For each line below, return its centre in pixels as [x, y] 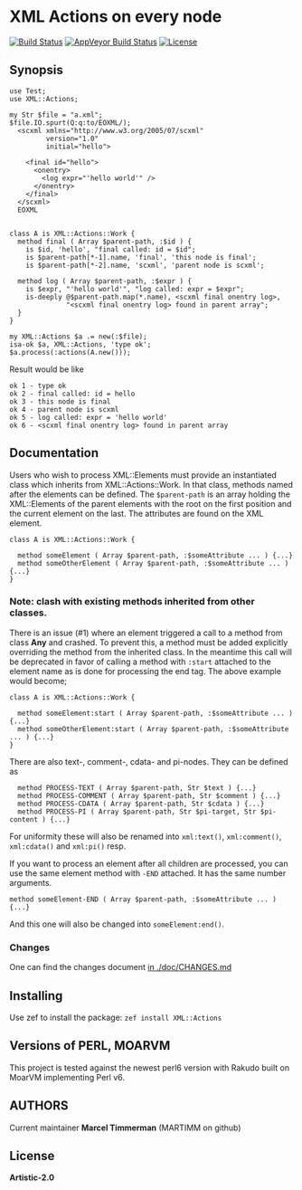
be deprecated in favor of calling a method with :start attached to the [140, 662]
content [24, 819]
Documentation [54, 453]
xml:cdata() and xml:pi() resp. [68, 846]
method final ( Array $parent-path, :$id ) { [105, 242]
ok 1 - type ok [38, 386]
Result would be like [47, 369]
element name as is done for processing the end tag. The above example [146, 671]
